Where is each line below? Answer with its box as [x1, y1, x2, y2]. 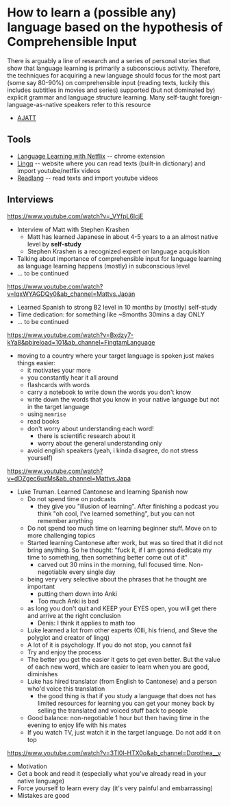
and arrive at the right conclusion [27, 611, 121, 619]
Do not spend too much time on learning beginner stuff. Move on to [27, 524, 218, 532]
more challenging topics [27, 531, 96, 540]
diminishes [27, 669, 58, 678]
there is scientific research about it [37, 431, 136, 440]
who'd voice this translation [27, 684, 105, 693]
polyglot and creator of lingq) [27, 633, 110, 641]
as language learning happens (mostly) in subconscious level [16, 262, 190, 270]
